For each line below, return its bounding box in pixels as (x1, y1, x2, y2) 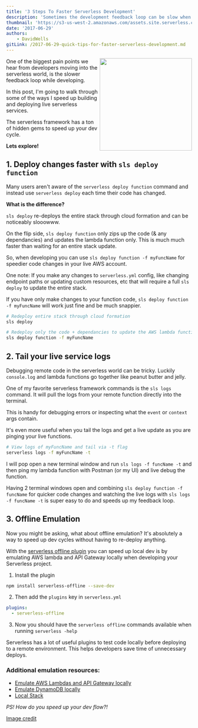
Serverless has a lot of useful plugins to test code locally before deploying (6, 639, 187, 646)
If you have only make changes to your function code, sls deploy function (6, 295, 189, 303)
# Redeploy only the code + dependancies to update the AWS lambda (6, 329, 176, 336)
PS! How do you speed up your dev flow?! (6, 704, 108, 711)
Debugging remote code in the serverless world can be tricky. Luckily (6, 367, 175, 374)
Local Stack (14, 692, 44, 699)
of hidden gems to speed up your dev (6, 125, 98, 132)
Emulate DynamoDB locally (14, 686, 81, 693)
